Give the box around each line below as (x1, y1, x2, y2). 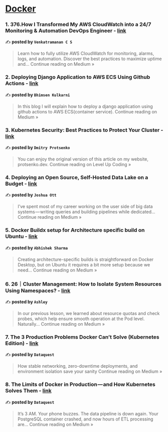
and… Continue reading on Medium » (17, 61, 95, 67)
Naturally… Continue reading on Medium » (17, 321, 105, 327)
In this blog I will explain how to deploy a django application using (17, 103, 153, 109)
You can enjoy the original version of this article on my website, (17, 156, 149, 162)
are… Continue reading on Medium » (17, 421, 94, 427)
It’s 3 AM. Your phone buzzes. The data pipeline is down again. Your (17, 410, 159, 416)
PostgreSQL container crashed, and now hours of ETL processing (17, 416, 153, 422)
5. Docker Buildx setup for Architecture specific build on (5, 227, 145, 234)
